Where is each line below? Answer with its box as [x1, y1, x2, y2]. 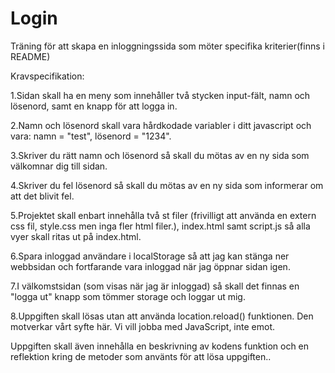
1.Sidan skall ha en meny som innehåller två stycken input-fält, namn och [10, 89, 311, 101]
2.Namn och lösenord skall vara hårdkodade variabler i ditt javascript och [10, 119, 312, 131]
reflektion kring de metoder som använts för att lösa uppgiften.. [10, 350, 272, 362]
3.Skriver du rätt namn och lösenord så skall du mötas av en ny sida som [10, 149, 310, 161]
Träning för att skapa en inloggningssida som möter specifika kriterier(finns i [10, 40, 325, 52]
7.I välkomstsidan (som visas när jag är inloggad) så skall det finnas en [10, 280, 300, 292]
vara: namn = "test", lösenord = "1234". [10, 130, 172, 142]
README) [10, 50, 51, 62]
